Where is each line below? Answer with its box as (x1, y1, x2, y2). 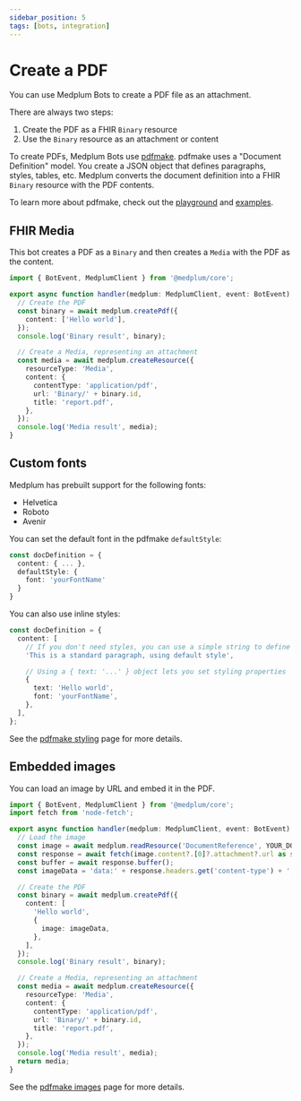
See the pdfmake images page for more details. (9, 1081, 185, 1092)
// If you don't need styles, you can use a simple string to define (25, 642, 291, 651)
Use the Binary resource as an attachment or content (21, 133, 219, 144)
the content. (9, 256, 55, 267)
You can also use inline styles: (9, 608, 121, 619)
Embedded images (9, 759, 116, 775)
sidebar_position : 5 (9, 13, 87, 22)
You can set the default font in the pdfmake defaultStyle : (9, 533, 222, 544)
